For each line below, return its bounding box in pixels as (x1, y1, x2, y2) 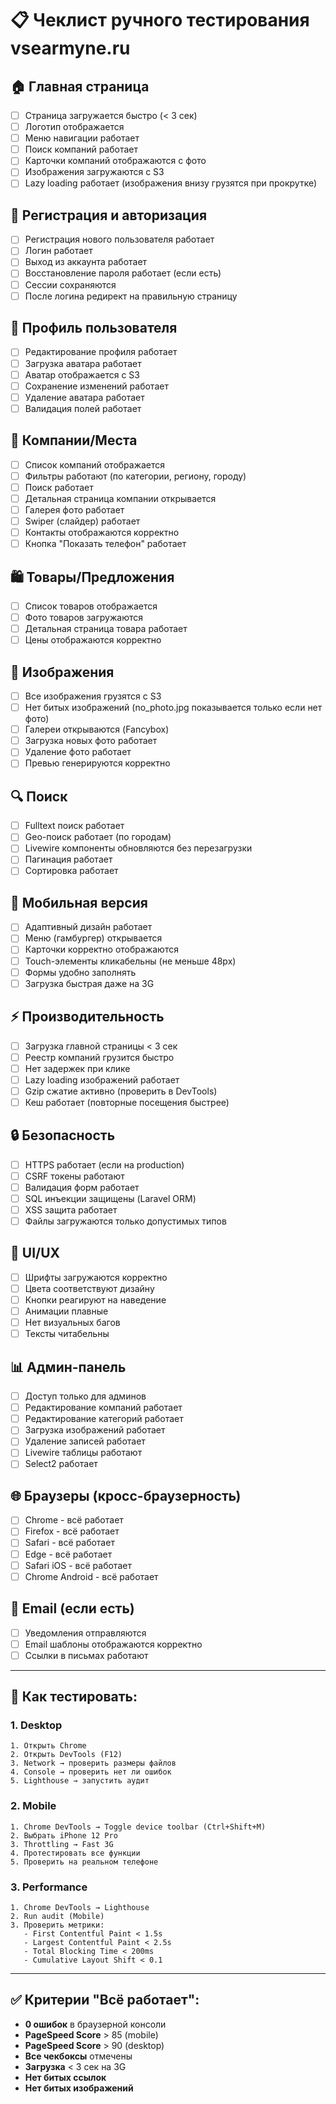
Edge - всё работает (24, 1548, 113, 1560)
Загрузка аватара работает (24, 357, 142, 369)
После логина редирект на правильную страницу (24, 290, 238, 302)
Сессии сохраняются (24, 278, 117, 291)
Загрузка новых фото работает (24, 735, 158, 747)
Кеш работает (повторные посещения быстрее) (24, 1096, 230, 1108)
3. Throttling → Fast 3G (10, 1839, 114, 1849)
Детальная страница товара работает (24, 623, 188, 635)
